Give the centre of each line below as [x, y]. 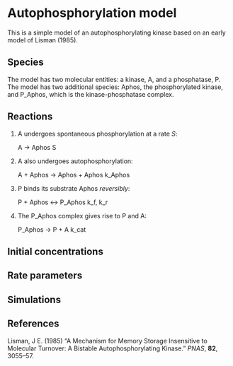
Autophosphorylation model [92, 13]
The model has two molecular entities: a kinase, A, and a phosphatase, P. [114, 79]
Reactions [30, 117]
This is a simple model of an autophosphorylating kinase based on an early [117, 33]
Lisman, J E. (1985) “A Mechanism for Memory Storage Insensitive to [107, 341]
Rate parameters [45, 276]
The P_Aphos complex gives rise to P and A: [82, 216]
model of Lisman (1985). [42, 40]
